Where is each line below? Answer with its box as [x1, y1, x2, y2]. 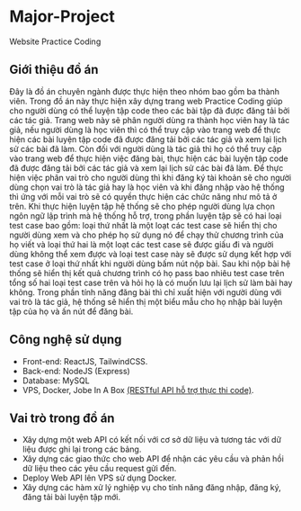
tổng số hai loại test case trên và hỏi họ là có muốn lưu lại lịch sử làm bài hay [9, 277, 293, 288]
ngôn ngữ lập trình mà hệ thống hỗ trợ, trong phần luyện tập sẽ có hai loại [9, 210, 282, 221]
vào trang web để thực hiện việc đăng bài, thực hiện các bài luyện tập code [9, 153, 289, 164]
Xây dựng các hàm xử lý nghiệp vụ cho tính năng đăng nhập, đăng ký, [22, 482, 281, 493]
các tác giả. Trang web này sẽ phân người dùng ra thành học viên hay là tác [9, 114, 290, 125]
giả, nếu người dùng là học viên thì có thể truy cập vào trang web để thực [9, 124, 281, 135]
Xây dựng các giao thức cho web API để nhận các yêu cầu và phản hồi [22, 453, 285, 464]
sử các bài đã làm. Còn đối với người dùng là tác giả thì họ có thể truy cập [9, 143, 282, 154]
